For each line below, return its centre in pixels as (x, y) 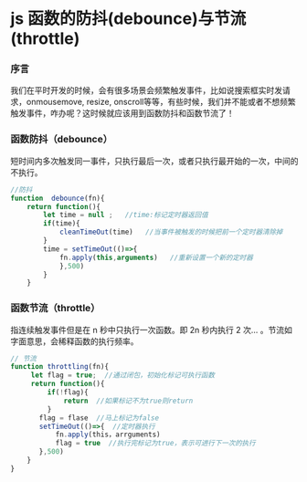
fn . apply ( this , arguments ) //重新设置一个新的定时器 (156, 257)
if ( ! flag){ (68, 393)
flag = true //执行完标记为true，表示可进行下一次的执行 (155, 444)
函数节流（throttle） (55, 309)
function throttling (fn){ (59, 367)
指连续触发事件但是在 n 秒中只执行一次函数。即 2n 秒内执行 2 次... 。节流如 (152, 330)
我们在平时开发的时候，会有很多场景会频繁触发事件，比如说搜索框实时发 (146, 90)
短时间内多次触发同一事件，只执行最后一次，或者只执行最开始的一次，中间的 (154, 161)
